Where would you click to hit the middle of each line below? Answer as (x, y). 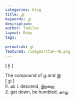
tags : (11, 38)
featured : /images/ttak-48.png (38, 51)
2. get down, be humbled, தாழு (37, 92)
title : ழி (15, 14)
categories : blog (23, 10)
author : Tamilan (22, 28)
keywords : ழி (18, 19)
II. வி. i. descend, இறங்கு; (30, 86)
